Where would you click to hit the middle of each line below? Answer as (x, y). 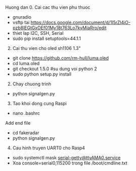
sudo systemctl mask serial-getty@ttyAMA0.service (66, 158)
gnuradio (22, 17)
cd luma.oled (26, 63)
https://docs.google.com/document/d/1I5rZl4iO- (81, 22)
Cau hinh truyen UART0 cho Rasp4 (49, 148)
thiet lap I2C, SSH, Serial (38, 33)
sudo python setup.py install (42, 74)
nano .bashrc (26, 113)
